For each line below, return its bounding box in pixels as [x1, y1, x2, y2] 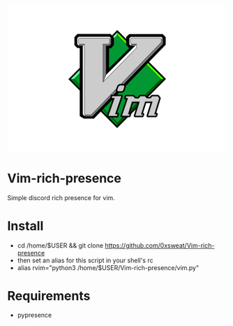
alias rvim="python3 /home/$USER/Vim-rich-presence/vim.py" [17, 263, 200, 271]
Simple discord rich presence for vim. [7, 193, 115, 201]
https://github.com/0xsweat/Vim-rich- [104, 241, 215, 250]
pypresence [17, 311, 52, 320]
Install [7, 218, 44, 234]
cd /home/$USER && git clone [17, 241, 103, 250]
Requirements [7, 288, 91, 304]
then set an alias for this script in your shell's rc [17, 256, 153, 264]
